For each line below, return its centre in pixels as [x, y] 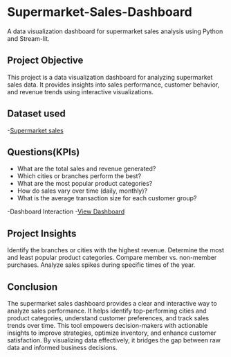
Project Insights [42, 233]
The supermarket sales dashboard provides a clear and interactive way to [112, 303]
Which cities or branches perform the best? [79, 176]
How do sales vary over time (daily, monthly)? [82, 191]
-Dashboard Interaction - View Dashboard [66, 211]
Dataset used [36, 114]
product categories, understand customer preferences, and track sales [108, 318]
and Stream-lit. [28, 38]
